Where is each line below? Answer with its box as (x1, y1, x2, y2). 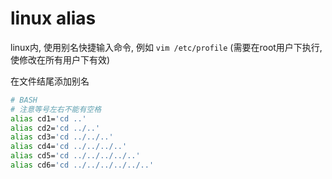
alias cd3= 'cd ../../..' (10, 132, 114, 142)
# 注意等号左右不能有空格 (10, 104, 102, 114)
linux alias (10, 7, 97, 30)
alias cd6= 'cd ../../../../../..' (10, 160, 155, 171)
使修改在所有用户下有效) (10, 53, 111, 66)
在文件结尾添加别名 (10, 75, 90, 87)
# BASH (10, 95, 38, 105)
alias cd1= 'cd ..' (10, 113, 87, 124)
